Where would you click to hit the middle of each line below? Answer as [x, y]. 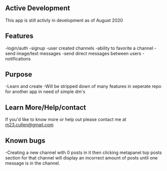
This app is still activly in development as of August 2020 [64, 20]
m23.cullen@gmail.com [29, 125]
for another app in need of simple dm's [45, 91]
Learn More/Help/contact [46, 107]
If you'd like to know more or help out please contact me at [66, 119]
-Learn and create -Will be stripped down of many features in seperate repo [83, 86]
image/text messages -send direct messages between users [79, 53]
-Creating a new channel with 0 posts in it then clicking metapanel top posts [83, 152]
